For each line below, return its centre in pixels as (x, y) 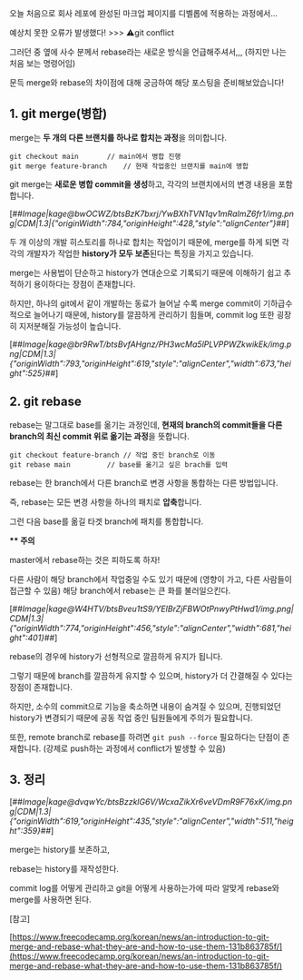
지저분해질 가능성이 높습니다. (70, 326)
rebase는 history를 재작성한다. (64, 869)
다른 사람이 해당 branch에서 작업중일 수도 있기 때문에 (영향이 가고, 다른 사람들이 (151, 579)
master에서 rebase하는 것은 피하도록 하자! (85, 559)
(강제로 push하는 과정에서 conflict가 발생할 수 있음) (135, 748)
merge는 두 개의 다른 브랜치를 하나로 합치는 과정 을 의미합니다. (118, 137)
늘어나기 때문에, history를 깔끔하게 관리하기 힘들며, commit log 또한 (154, 314)
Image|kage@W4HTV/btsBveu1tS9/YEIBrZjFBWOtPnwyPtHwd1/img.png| (158, 609)
